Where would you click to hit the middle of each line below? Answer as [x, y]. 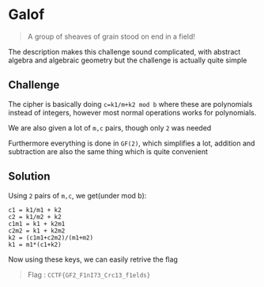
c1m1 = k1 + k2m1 [37, 224]
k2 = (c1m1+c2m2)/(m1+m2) [51, 238]
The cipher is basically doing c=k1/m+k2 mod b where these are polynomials [130, 104]
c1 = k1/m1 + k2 [35, 210]
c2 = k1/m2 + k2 [35, 217]
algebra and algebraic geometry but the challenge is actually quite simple [128, 60]
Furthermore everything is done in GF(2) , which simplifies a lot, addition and [132, 143]
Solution [29, 177]
